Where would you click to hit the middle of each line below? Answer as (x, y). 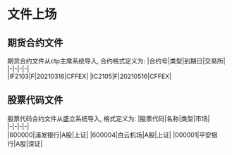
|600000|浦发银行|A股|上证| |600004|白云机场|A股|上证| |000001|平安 (109, 135)
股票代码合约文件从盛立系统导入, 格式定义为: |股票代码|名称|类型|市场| (109, 118)
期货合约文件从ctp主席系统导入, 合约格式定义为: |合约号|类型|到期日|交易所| (116, 61)
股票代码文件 (35, 100)
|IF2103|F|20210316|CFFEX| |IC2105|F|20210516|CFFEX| (90, 76)
